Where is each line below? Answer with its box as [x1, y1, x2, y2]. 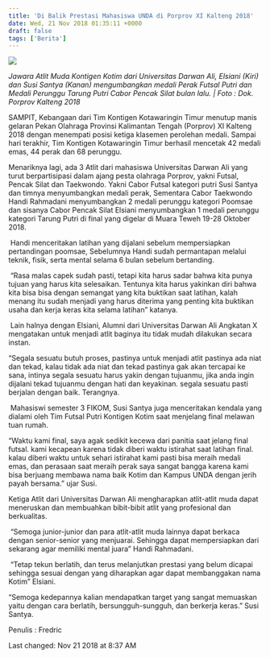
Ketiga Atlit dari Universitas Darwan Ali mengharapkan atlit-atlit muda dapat [8, 495, 259, 504]
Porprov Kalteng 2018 [8, 97, 81, 107]
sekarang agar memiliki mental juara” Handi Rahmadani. [8, 544, 194, 554]
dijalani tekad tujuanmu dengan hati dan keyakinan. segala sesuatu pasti [8, 379, 248, 389]
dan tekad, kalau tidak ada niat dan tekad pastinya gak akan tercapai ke [8, 362, 246, 371]
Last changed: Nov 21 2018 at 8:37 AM [8, 641, 137, 651]
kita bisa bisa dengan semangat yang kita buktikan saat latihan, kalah [8, 288, 238, 298]
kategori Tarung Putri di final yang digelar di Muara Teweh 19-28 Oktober [8, 214, 251, 224]
